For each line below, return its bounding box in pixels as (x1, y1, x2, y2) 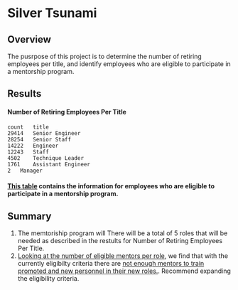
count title (7, 123, 50, 131)
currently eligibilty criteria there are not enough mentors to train (17, 259, 205, 267)
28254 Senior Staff (7, 136, 72, 143)
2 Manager (7, 167, 43, 174)
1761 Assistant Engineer (7, 161, 91, 168)
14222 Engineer (7, 142, 59, 149)
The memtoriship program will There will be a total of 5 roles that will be (17, 229, 228, 237)
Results (7, 87, 42, 100)
